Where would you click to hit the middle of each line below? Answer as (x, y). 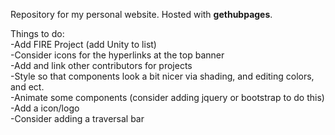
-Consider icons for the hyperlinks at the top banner (117, 55)
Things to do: (37, 33)
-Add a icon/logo (45, 108)
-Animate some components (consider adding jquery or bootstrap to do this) (167, 97)
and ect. (27, 87)
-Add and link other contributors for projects (101, 65)
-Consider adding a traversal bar (77, 118)
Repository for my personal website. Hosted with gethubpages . (141, 14)
